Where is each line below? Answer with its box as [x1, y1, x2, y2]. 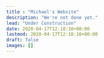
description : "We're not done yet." [6, 14, 98, 21]
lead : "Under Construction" [6, 20, 77, 26]
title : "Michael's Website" [6, 8, 79, 15]
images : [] [6, 43, 34, 49]
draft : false [6, 37, 39, 43]
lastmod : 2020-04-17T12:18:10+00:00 [6, 31, 98, 37]
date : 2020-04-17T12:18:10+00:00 [6, 25, 90, 32]
